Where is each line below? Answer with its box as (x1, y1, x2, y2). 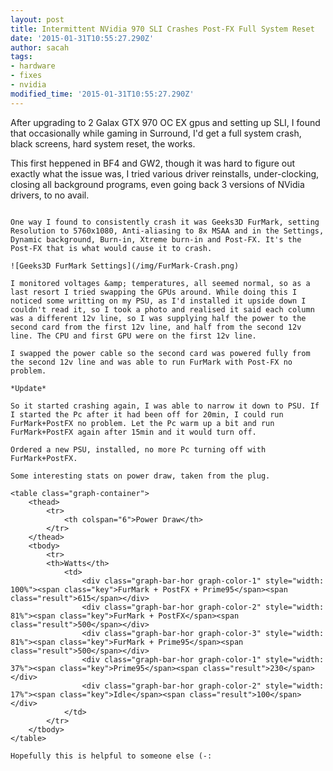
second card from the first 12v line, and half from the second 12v (10, 322, 302, 332)
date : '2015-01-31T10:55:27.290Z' (10, 33, 155, 43)
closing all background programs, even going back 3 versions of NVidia (10, 178, 305, 190)
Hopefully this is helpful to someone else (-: (10, 751, 213, 761)
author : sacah (10, 42, 70, 53)
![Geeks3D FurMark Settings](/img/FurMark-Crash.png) (10, 261, 240, 271)
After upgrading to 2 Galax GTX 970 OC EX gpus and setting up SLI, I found (10, 116, 321, 128)
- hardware (10, 61, 56, 71)
